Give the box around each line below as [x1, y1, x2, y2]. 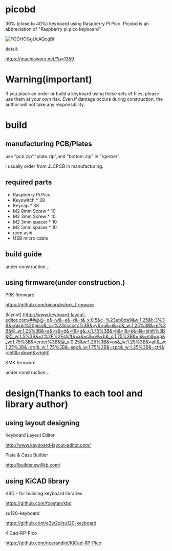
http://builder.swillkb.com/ [5, 462, 60, 468]
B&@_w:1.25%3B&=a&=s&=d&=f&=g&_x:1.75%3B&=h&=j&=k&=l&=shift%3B [5, 328, 165, 334]
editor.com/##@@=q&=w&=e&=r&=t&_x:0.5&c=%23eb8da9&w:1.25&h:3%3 [5, 317, 165, 323]
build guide [5, 250, 42, 259]
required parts [5, 178, 52, 187]
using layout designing [5, 418, 80, 427]
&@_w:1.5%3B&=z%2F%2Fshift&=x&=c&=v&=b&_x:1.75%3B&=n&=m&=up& [5, 334, 165, 340]
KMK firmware [5, 360, 36, 366]
